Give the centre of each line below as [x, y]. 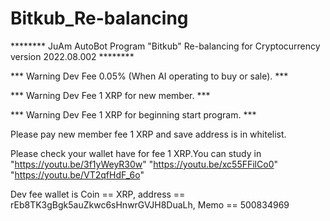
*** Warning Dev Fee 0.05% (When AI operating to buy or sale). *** [149, 76]
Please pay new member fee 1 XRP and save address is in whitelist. [148, 134]
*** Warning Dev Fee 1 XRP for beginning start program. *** [133, 114]
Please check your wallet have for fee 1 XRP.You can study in [136, 153]
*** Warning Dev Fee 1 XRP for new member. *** [110, 95]
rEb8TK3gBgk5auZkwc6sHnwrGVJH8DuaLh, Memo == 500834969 [150, 204]
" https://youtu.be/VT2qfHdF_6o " [77, 174]
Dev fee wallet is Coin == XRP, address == [98, 194]
